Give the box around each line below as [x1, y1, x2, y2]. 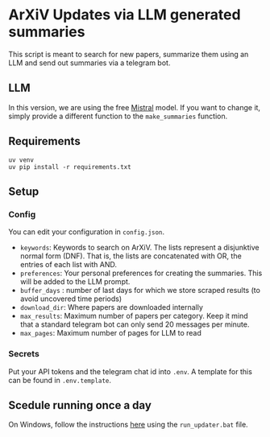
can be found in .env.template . [8, 375, 111, 385]
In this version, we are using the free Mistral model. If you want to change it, [8, 102, 260, 112]
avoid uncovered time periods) [19, 294, 123, 303]
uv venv [8, 155, 35, 164]
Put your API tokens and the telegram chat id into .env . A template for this [8, 366, 252, 376]
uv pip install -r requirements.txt [8, 163, 131, 171]
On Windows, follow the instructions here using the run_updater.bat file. [8, 420, 248, 430]
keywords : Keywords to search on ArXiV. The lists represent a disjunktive [19, 243, 260, 253]
